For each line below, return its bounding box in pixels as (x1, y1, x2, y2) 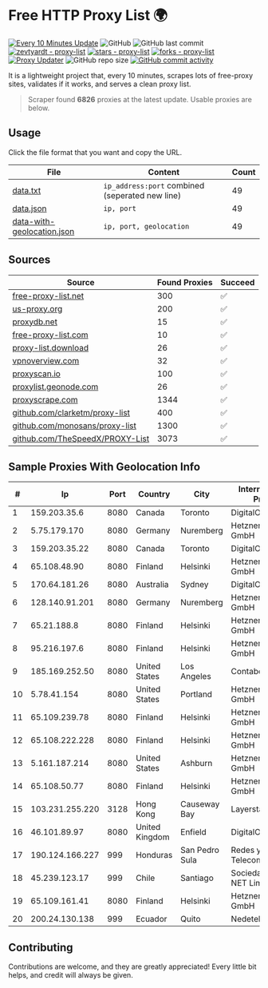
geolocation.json (12, 225, 75, 236)
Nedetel (231, 914, 261, 925)
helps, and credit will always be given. (8, 970, 133, 980)
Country (138, 489, 171, 500)
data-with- (12, 216, 56, 227)
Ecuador (135, 914, 167, 925)
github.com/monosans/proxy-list (12, 420, 137, 431)
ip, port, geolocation (103, 221, 190, 231)
